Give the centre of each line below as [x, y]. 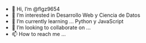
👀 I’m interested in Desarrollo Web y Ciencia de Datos [76, 15]
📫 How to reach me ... [39, 34]
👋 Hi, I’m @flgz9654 [36, 9]
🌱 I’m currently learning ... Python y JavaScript [67, 21]
